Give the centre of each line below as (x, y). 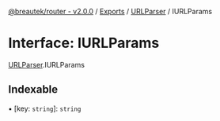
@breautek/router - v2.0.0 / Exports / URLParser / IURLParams (110, 11)
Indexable (33, 90)
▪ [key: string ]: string (45, 108)
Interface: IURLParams (84, 43)
